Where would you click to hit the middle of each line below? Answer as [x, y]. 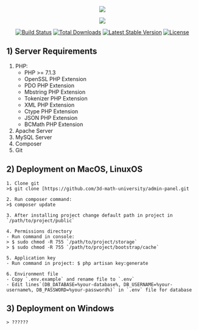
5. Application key [31, 258]
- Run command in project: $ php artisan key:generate [77, 263]
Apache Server [34, 130]
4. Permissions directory [39, 231]
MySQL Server [34, 137]
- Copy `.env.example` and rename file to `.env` [71, 279]
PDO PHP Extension [49, 85]
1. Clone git [23, 183]
